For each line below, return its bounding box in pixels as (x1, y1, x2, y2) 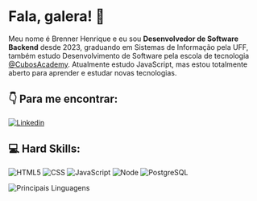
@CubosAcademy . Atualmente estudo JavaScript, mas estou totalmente (8, 59, 248, 69)
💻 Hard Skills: (8, 142, 81, 156)
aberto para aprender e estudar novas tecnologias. (8, 68, 177, 77)
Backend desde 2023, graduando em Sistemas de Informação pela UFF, (8, 42, 249, 51)
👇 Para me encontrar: (8, 92, 118, 106)
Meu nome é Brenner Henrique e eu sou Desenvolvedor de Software (8, 34, 239, 43)
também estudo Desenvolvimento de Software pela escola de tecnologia (8, 51, 250, 60)
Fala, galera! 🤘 (8, 7, 106, 26)
